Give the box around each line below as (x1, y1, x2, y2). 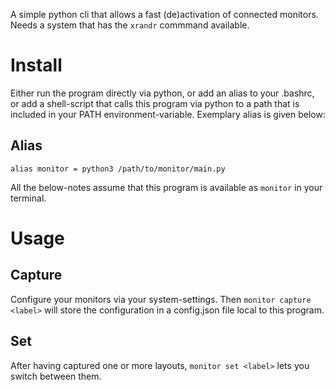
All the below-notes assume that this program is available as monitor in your (10, 181, 323, 193)
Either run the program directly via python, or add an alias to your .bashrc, (10, 87, 315, 99)
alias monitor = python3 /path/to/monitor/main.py (10, 164, 226, 174)
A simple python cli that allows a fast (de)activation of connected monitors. (10, 9, 319, 20)
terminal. (10, 192, 47, 204)
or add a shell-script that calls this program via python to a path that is (10, 97, 300, 109)
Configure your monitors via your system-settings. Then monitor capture (10, 293, 312, 305)
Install (10, 54, 63, 77)
